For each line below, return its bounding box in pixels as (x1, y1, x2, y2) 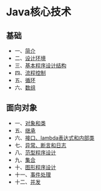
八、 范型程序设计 (14, 149, 56, 156)
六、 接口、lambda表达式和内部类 (14, 134, 95, 141)
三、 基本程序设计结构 (14, 62, 66, 69)
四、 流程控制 (14, 69, 46, 76)
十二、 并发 (14, 178, 41, 185)
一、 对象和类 (14, 119, 46, 126)
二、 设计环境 (14, 55, 46, 62)
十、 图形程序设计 (14, 163, 56, 170)
